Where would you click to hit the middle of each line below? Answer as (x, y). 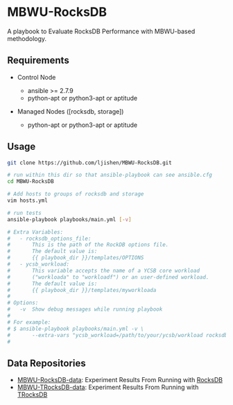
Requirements (38, 61)
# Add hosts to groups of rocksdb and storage (76, 194)
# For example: (29, 322)
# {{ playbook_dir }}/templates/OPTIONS (76, 258)
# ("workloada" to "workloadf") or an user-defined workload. (108, 277)
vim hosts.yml (28, 201)
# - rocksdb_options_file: (49, 239)
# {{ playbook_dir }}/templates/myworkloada (82, 290)
